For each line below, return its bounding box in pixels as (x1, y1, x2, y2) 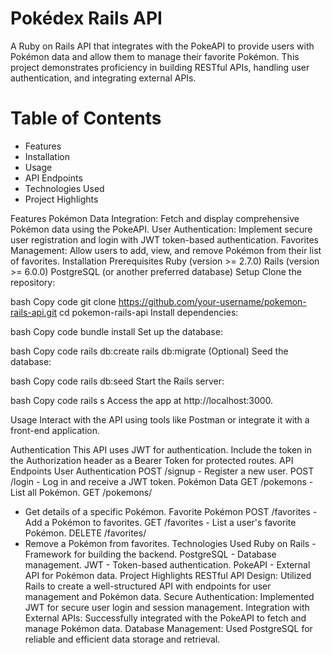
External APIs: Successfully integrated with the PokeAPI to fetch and (24, 612, 307, 624)
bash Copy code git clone (10, 295, 117, 307)
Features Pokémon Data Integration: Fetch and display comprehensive (10, 212, 300, 224)
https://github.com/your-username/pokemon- (118, 295, 307, 307)
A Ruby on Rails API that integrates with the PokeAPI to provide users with (10, 40, 315, 52)
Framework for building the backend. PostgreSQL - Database (24, 548, 277, 560)
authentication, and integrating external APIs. (10, 72, 197, 84)
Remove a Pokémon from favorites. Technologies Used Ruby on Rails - (24, 537, 317, 549)
